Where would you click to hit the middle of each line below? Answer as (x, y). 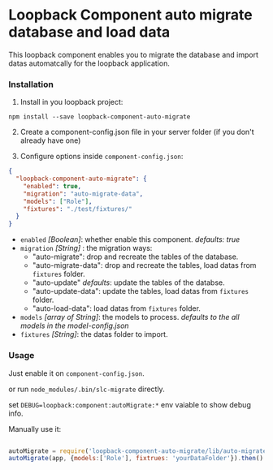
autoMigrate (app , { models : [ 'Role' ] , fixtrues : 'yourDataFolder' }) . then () (136, 459)
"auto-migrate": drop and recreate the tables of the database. (135, 257)
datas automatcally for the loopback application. (89, 63)
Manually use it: (35, 429)
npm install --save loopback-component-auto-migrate (100, 117)
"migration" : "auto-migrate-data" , (83, 194)
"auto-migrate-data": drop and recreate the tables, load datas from (144, 265)
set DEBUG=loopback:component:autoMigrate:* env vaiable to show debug (130, 404)
